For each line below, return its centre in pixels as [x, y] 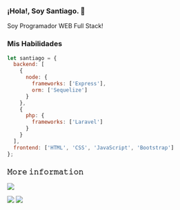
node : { [37, 77]
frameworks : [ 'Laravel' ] [68, 122]
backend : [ [29, 65]
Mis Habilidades [35, 44]
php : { [35, 116]
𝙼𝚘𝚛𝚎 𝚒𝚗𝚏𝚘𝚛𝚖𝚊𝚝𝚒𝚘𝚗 [46, 171]
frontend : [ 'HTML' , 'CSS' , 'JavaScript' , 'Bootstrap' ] [94, 147]
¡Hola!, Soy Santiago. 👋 [46, 11]
